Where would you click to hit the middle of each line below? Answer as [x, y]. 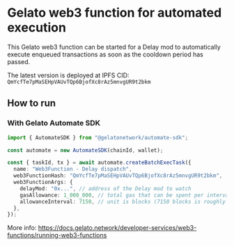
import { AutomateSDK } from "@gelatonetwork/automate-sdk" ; [98, 137]
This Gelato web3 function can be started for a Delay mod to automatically [114, 47]
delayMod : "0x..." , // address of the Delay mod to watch [106, 189]
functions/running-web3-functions [57, 236]
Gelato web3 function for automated [115, 13]
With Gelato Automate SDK [54, 123]
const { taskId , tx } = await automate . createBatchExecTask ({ [99, 163]
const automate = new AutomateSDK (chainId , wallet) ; [85, 150]
